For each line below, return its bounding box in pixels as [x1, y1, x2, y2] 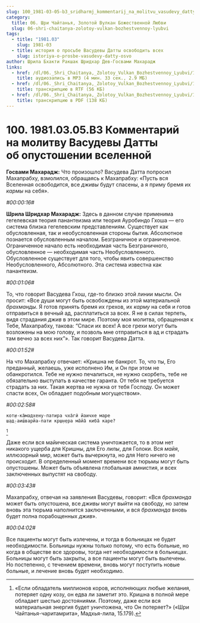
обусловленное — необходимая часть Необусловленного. [6, 248, 156, 255]
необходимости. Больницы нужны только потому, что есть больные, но [6, 542, 189, 549]
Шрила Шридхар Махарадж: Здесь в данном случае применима [6, 210, 174, 218]
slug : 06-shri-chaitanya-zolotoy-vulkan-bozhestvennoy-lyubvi [11, 25, 169, 32]
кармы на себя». [6, 187, 49, 194]
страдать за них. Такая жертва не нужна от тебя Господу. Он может [6, 383, 180, 390]
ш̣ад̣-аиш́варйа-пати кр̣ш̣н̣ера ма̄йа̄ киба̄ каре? [6, 418, 116, 424]
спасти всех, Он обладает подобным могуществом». [6, 389, 142, 396]
